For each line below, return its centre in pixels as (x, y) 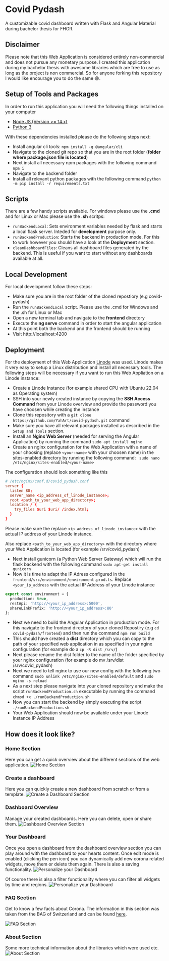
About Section (23, 937)
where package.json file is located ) (50, 157)
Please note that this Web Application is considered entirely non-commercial (85, 57)
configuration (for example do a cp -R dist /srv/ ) (65, 649)
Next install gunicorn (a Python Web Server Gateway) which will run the (87, 559)
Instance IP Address (33, 718)
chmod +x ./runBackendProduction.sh (51, 697)
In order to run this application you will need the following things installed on (84, 106)
